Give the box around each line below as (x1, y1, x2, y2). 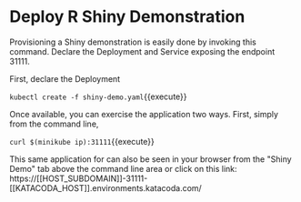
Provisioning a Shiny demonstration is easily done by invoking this (9, 36, 256, 47)
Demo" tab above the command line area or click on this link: (9, 163, 238, 174)
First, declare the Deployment (9, 73, 121, 84)
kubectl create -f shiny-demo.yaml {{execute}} (9, 91, 188, 102)
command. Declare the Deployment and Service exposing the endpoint (9, 45, 276, 56)
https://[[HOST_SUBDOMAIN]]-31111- (9, 173, 148, 184)
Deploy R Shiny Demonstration (9, 6, 246, 27)
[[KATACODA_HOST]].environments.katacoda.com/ (9, 182, 202, 193)
